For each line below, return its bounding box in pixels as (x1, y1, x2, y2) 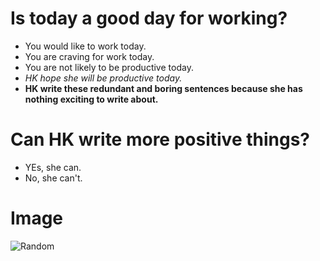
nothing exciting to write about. (24, 93, 159, 105)
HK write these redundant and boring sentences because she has (24, 82, 303, 94)
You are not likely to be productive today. (24, 61, 194, 73)
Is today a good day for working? (10, 7, 288, 30)
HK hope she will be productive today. (24, 72, 183, 84)
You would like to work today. (24, 40, 147, 52)
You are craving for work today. (24, 50, 155, 62)
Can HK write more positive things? (10, 128, 311, 151)
